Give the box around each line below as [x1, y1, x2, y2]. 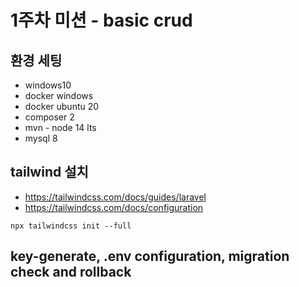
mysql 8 [24, 132, 58, 144]
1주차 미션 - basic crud [10, 9, 193, 32]
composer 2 [24, 111, 75, 123]
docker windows [24, 90, 94, 101]
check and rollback [10, 264, 132, 281]
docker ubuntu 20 [24, 101, 100, 112]
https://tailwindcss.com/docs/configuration [24, 201, 204, 213]
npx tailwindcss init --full [10, 221, 132, 231]
